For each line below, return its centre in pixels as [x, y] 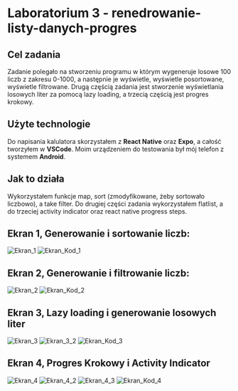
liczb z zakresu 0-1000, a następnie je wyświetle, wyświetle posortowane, [116, 79]
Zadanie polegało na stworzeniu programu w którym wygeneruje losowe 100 [119, 72]
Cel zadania [34, 54]
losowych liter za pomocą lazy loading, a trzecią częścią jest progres [108, 94]
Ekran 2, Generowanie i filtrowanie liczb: [98, 273]
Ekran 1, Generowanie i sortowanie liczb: [99, 234]
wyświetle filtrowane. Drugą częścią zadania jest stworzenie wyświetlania [115, 87]
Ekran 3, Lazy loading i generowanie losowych [112, 312]
